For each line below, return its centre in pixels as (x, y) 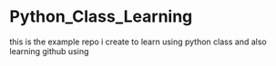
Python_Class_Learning (101, 17)
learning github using (49, 51)
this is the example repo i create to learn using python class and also (138, 42)
